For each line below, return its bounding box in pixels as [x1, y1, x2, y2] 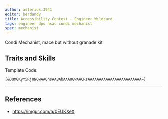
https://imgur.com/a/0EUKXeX [12, 108, 75, 114]
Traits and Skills [5, 54, 56, 62]
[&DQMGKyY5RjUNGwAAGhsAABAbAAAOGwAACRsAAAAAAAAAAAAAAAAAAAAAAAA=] [5, 77, 146, 82]
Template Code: [5, 67, 38, 73]
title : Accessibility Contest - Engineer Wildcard [5, 16, 113, 21]
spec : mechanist [5, 26, 39, 31]
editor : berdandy [5, 12, 41, 17]
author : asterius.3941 [5, 7, 52, 12]
